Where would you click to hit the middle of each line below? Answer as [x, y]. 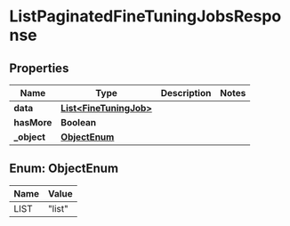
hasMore [33, 122]
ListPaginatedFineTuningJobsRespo [145, 16]
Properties [39, 68]
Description [186, 93]
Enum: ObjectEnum [64, 169]
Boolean [79, 122]
